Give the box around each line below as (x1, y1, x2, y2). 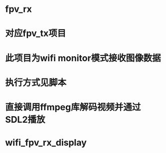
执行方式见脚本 (5, 77, 67, 88)
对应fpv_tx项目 (5, 28, 66, 39)
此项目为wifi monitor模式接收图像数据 (5, 52, 161, 64)
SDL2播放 (5, 114, 46, 125)
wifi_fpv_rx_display (5, 137, 87, 149)
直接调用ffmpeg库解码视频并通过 (5, 101, 141, 113)
